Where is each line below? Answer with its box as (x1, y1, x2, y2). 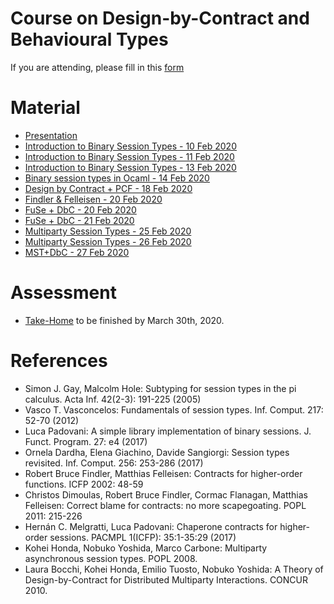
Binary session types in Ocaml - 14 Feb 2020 (24, 172, 210, 184)
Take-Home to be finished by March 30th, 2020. (24, 314, 225, 326)
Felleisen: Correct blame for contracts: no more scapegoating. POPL (24, 499, 307, 511)
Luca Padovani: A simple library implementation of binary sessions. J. (24, 425, 312, 437)
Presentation (24, 129, 78, 141)
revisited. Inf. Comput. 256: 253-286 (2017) (24, 457, 204, 469)
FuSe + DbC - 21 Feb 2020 (24, 214, 135, 226)
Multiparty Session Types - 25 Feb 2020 (24, 225, 192, 237)
